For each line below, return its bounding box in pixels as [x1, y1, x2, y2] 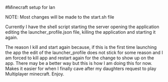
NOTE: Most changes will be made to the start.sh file [5, 14, 115, 20]
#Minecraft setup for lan [5, 5, 55, 10]
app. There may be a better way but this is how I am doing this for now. [5, 60, 152, 66]
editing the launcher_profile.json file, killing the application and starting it [5, 29, 156, 35]
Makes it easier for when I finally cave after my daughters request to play [5, 65, 157, 71]
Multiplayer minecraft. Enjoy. [5, 71, 64, 77]
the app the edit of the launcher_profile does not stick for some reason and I [5, 50, 163, 55]
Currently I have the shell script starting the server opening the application [5, 24, 159, 30]
